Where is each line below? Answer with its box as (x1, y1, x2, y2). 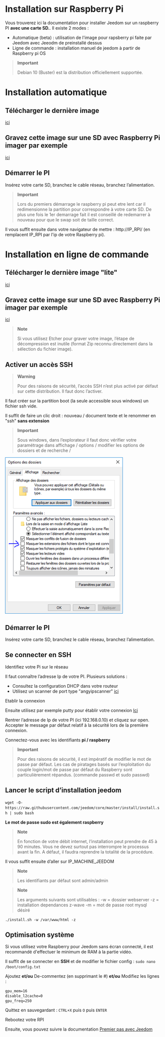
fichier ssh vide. (5, 403, 38, 409)
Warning (17, 373, 35, 379)
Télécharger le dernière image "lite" (5, 268, 118, 277)
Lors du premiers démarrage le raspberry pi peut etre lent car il (17, 201, 146, 207)
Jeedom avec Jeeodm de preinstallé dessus (12, 39, 102, 45)
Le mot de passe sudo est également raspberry (5, 819, 104, 825)
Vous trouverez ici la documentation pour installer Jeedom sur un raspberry (5, 20, 159, 26)
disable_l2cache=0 (5, 994, 43, 999)
